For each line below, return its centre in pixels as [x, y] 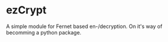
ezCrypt [26, 10]
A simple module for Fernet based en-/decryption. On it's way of [84, 26]
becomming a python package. [44, 32]
